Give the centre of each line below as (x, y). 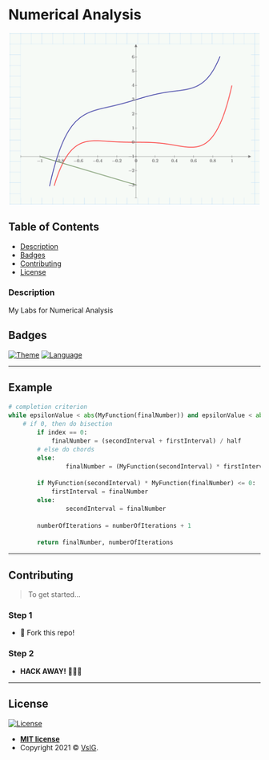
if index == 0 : (62, 433)
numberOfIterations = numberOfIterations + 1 (114, 525)
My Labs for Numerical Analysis (61, 310)
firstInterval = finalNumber (100, 492)
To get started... (54, 595)
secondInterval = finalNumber (116, 509)
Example (30, 388)
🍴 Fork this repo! (47, 633)
